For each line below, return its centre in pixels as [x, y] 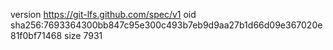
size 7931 [83, 35]
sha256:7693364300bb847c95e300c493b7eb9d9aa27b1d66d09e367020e [166, 25]
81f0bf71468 [36, 35]
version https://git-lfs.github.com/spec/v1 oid [103, 14]
